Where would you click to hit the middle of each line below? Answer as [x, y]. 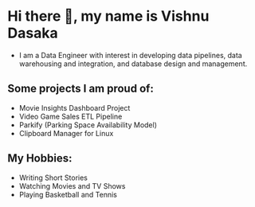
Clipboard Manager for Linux [66, 133]
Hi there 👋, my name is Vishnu [108, 16]
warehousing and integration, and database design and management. [133, 64]
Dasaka [33, 33]
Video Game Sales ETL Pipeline [71, 116]
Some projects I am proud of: [81, 89]
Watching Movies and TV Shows [72, 186]
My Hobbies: [40, 158]
